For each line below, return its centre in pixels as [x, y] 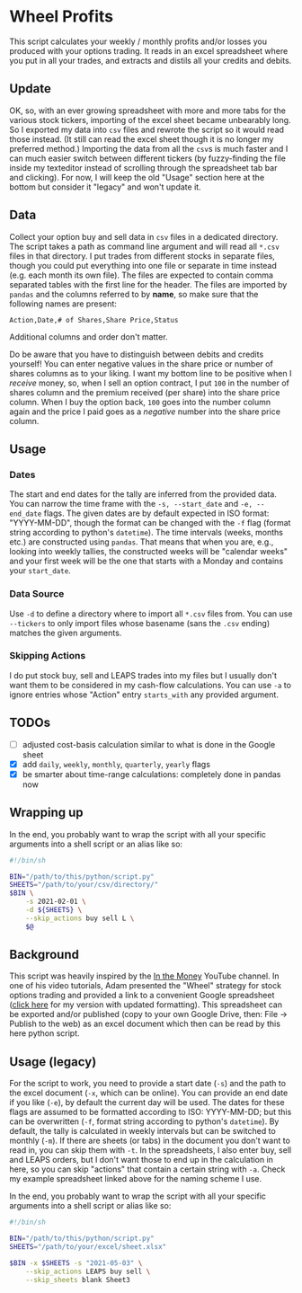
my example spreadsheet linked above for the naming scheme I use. [136, 1179]
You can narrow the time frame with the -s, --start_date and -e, [131, 504]
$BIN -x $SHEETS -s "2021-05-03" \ [76, 1263]
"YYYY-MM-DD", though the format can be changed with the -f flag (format [150, 523]
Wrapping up [46, 813]
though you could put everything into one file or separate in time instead [143, 265]
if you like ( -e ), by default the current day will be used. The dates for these [147, 1103]
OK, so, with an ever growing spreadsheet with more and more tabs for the [147, 111]
